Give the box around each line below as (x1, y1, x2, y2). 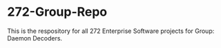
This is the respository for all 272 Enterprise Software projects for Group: (7, 27, 215, 35)
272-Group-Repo (7, 4, 108, 20)
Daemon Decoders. (7, 34, 63, 42)
